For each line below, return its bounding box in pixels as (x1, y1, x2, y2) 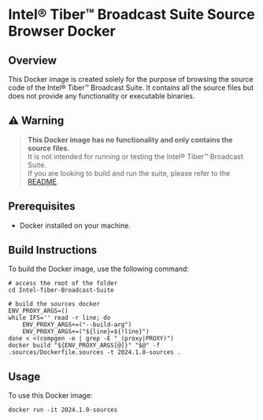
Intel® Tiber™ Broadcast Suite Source (8, 6, 255, 24)
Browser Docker (8, 22, 116, 40)
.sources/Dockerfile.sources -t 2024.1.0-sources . (8, 348, 181, 356)
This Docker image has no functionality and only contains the (27, 135, 233, 144)
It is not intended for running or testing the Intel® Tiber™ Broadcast (27, 151, 244, 161)
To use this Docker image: (8, 391, 93, 400)
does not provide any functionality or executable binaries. (8, 91, 195, 100)
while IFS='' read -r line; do (8, 314, 111, 322)
